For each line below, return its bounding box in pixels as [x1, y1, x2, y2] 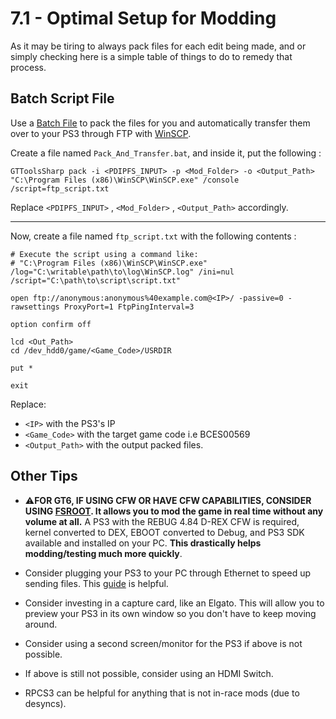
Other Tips [10, 468, 78, 485]
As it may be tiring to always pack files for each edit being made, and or [10, 40, 307, 52]
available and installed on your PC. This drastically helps [24, 537, 262, 549]
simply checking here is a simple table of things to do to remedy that [10, 50, 293, 62]
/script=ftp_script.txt [10, 183, 110, 194]
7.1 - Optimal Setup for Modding [10, 7, 277, 30]
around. [24, 618, 58, 630]
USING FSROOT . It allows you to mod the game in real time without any [24, 505, 324, 517]
